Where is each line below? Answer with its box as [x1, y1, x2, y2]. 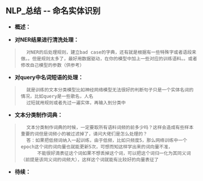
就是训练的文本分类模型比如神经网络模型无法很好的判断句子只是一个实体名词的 [26, 87, 194, 93]
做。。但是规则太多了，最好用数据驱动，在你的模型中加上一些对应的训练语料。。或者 [20, 55, 198, 62]
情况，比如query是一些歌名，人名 [20, 93, 94, 99]
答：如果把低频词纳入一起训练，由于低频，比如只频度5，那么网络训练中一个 [26, 137, 188, 143]
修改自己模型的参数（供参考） [20, 62, 84, 68]
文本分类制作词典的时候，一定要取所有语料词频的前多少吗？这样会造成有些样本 [26, 124, 194, 131]
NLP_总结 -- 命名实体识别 [5, 5, 101, 16]
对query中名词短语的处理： [14, 73, 84, 81]
